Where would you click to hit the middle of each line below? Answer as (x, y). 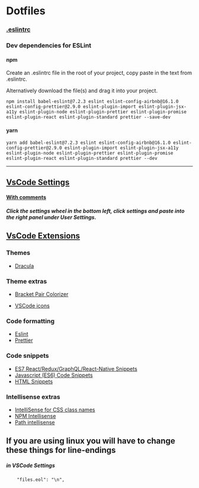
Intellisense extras (33, 396)
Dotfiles (26, 11)
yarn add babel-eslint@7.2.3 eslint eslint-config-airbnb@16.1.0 (88, 143)
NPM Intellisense (35, 416)
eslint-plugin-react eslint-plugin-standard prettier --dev (82, 159)
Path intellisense (35, 422)
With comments (26, 197)
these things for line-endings (61, 450)
